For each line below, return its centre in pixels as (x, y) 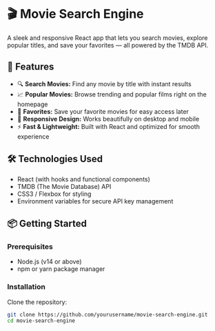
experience (33, 137)
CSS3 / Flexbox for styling (54, 194)
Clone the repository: (37, 302)
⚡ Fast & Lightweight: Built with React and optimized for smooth (108, 126)
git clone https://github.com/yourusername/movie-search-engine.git (107, 314)
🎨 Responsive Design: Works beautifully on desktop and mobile (108, 119)
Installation (27, 287)
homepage (32, 104)
